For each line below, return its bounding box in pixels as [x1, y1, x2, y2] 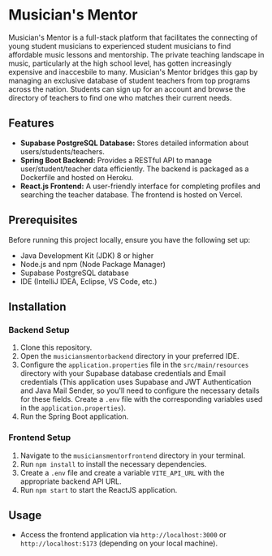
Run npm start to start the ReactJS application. [19, 485, 178, 494]
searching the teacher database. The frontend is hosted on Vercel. [19, 189, 244, 200]
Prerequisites [8, 213, 78, 227]
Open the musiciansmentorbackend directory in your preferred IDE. [19, 351, 240, 361]
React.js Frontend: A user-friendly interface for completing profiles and [19, 181, 261, 191]
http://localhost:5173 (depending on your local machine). [19, 538, 218, 549]
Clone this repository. [19, 343, 93, 352]
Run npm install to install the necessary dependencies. [19, 459, 207, 468]
